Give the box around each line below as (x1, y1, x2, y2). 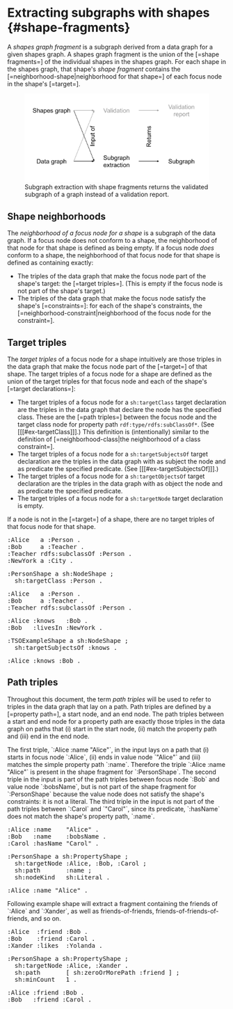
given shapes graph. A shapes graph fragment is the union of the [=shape (7, 50, 220, 58)
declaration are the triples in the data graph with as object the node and (17, 479, 223, 488)
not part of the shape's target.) (17, 287, 106, 295)
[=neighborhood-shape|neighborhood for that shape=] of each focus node (7, 72, 223, 81)
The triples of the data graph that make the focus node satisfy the (17, 294, 207, 303)
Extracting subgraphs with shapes (7, 5, 210, 21)
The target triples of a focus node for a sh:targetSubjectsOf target (17, 450, 209, 458)
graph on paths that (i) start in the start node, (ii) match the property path (7, 724, 217, 733)
